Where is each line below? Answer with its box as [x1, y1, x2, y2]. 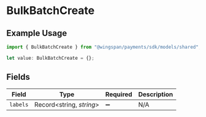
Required [105, 90, 133, 98]
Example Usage [6, 28, 67, 38]
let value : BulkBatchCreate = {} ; [6, 55, 95, 61]
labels [9, 101, 29, 108]
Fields [6, 72, 31, 82]
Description [138, 90, 174, 98]
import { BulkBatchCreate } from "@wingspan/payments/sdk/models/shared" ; [6, 44, 202, 50]
